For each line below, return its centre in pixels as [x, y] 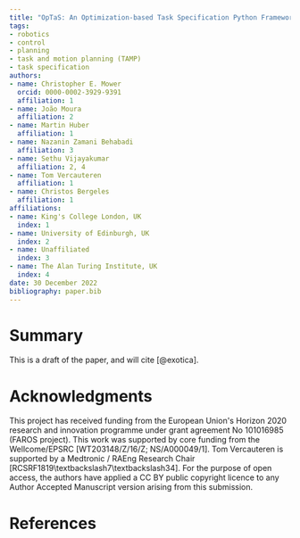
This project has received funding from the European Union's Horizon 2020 [148, 421]
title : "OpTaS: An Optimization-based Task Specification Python [133, 17]
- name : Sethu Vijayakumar [59, 158]
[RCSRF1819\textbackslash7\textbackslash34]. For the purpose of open [141, 468]
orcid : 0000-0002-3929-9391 [70, 92]
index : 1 [33, 225]
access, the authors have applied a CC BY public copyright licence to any [144, 477]
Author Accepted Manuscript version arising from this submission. [131, 487]
